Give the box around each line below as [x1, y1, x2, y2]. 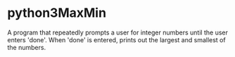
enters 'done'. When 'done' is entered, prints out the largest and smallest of [7, 35, 227, 44]
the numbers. [7, 43, 46, 51]
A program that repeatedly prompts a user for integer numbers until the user [7, 28, 229, 37]
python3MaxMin [7, 5, 107, 21]
